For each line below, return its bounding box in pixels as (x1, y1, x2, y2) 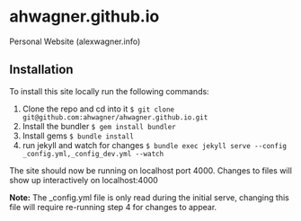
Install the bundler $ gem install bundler (22, 120, 177, 131)
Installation (9, 62, 74, 77)
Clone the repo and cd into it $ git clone (22, 103, 175, 114)
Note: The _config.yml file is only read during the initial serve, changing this (9, 191, 289, 203)
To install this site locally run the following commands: (9, 85, 209, 96)
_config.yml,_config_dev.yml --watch (22, 149, 164, 158)
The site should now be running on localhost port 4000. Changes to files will (9, 164, 292, 176)
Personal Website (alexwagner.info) (9, 36, 141, 47)
